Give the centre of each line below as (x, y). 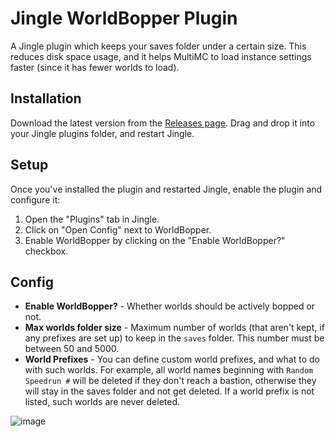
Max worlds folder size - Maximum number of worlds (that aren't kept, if (174, 328)
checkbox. (46, 251)
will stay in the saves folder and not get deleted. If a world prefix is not (169, 391)
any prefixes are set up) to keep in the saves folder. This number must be (174, 338)
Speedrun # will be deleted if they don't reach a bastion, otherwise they (170, 381)
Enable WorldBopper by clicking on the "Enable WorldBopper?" (155, 240)
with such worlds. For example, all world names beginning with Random (169, 370)
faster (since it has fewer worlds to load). (95, 67)
